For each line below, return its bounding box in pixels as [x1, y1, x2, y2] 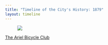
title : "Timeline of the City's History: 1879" [5, 7, 104, 12]
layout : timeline [5, 12, 41, 17]
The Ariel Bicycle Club [5, 34, 50, 40]
